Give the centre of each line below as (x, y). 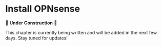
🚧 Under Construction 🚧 (31, 23)
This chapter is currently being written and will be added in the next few (81, 32)
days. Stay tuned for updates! (37, 38)
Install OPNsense (43, 9)
